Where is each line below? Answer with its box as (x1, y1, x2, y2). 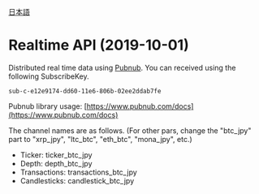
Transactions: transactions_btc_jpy (19, 167, 138, 177)
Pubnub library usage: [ (8, 101, 87, 111)
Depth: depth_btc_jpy (19, 158, 93, 168)
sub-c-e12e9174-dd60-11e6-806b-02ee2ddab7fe (8, 87, 162, 95)
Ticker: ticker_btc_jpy (19, 149, 93, 160)
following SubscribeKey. (8, 71, 89, 81)
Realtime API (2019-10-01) (8, 36, 189, 54)
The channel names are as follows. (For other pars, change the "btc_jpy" (8, 125, 252, 136)
